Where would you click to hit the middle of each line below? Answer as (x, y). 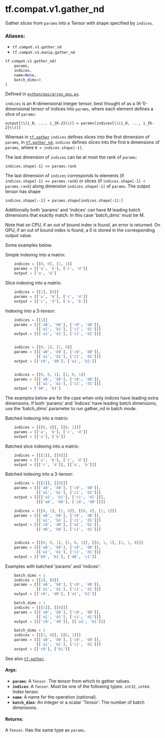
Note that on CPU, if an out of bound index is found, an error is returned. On (83, 225)
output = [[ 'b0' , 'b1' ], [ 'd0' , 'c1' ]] (55, 557)
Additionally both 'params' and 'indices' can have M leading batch (73, 210)
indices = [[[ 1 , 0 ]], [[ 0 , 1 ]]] (47, 635)
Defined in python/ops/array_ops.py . (43, 94)
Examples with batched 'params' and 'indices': (53, 566)
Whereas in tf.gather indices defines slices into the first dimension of (78, 137)
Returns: (14, 719)
